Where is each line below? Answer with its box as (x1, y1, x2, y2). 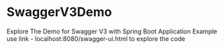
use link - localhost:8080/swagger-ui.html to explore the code (6, 34, 185, 42)
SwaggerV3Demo (6, 4, 113, 20)
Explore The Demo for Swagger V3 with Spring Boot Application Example (6, 27, 218, 35)
